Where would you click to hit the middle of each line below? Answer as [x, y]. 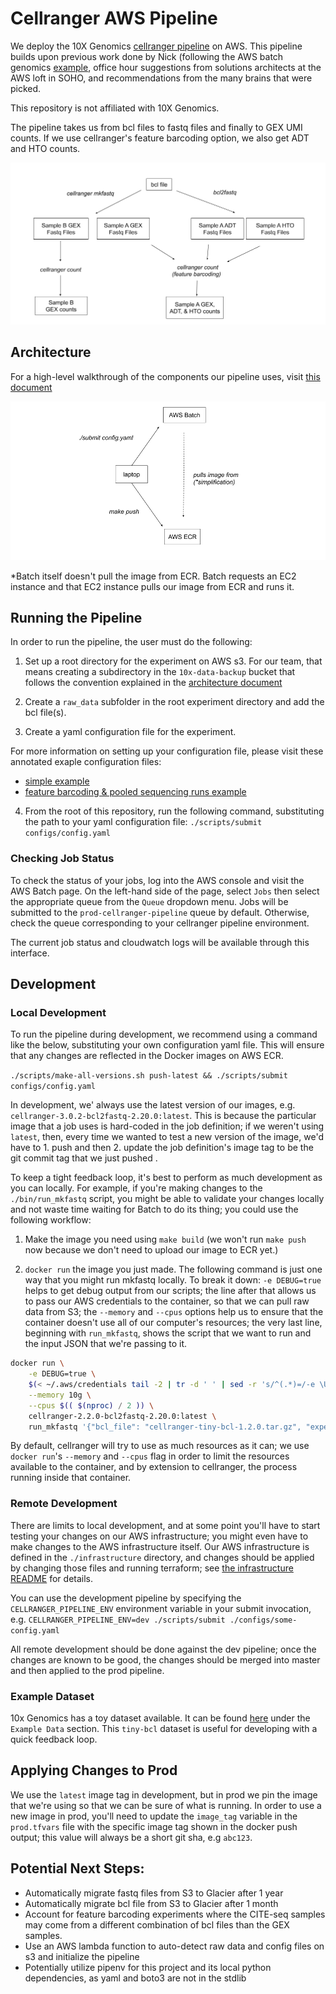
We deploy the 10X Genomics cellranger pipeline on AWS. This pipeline [156, 46]
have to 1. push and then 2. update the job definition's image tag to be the [162, 1148]
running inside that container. [71, 1478]
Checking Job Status [62, 859]
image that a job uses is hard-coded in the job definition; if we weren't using [167, 1126]
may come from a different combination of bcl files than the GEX [157, 1924]
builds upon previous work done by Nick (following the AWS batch [147, 56]
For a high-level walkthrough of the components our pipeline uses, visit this [165, 376]
